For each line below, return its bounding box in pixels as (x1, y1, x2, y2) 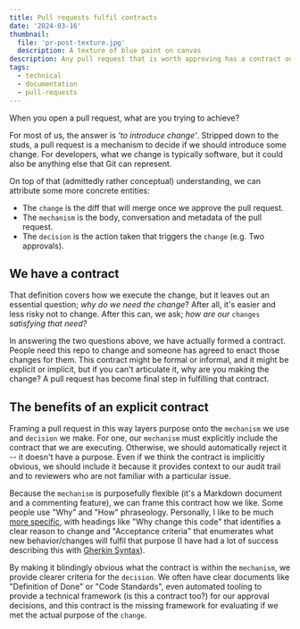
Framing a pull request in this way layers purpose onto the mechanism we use (9, 424, 290, 434)
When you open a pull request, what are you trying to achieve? (9, 113, 240, 123)
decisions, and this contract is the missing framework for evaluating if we (9, 600, 279, 611)
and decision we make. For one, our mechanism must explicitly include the (9, 432, 279, 443)
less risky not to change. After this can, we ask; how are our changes (9, 309, 261, 320)
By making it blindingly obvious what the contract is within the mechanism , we (9, 562, 291, 573)
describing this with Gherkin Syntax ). (9, 545, 146, 556)
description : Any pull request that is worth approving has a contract (9, 55, 281, 63)
